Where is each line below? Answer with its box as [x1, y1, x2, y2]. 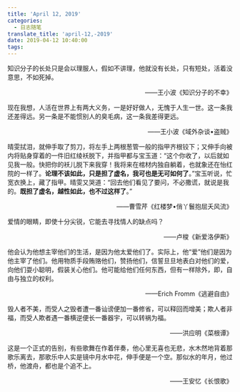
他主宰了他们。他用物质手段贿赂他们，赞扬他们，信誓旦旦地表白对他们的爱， [7, 257, 233, 264]
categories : [7, 17, 43, 24]
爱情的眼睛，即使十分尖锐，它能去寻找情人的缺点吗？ [7, 217, 164, 225]
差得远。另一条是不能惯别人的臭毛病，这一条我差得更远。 [13, 112, 183, 120]
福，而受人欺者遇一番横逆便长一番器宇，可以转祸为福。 [7, 314, 170, 321]
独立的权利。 [19, 274, 58, 282]
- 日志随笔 [14, 24, 42, 31]
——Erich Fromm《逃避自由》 [145, 289, 233, 298]
